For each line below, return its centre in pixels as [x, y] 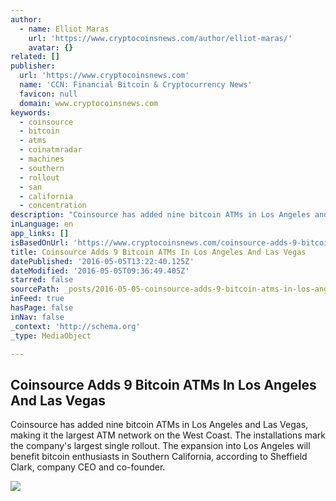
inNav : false [37, 317]
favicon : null [48, 94]
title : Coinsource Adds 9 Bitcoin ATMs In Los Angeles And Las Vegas [158, 252]
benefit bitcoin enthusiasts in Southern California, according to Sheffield [159, 457]
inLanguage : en [42, 224]
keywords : [31, 112]
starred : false [42, 280]
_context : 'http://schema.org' [75, 326]
